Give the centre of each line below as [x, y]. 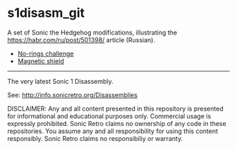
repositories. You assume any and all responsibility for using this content [113, 131]
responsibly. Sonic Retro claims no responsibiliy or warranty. [95, 138]
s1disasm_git [46, 13]
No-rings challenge [45, 54]
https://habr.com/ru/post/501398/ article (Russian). [81, 39]
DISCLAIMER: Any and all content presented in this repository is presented [115, 108]
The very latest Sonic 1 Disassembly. [61, 81]
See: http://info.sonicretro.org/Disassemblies [72, 95]
